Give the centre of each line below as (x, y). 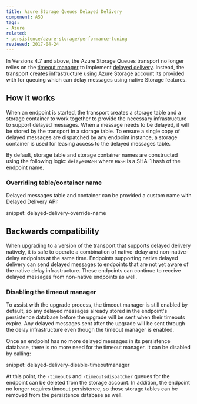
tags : (13, 22)
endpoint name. (25, 167)
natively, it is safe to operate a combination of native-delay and (82, 252)
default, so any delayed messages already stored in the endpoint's (87, 311)
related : (17, 33)
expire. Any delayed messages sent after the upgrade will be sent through (96, 324)
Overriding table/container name (54, 183)
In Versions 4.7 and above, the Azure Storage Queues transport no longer (95, 61)
